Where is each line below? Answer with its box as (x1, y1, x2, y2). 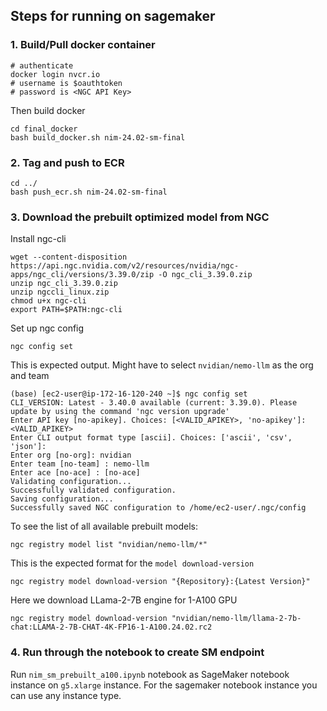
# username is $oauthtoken (10, 78, 123, 88)
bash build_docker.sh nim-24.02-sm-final (10, 132, 186, 143)
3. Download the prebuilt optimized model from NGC (10, 210, 270, 224)
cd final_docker (10, 124, 78, 134)
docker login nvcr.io (10, 69, 101, 79)
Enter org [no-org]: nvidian (10, 450, 132, 461)
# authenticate (10, 60, 74, 71)
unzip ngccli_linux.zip (10, 287, 110, 298)
